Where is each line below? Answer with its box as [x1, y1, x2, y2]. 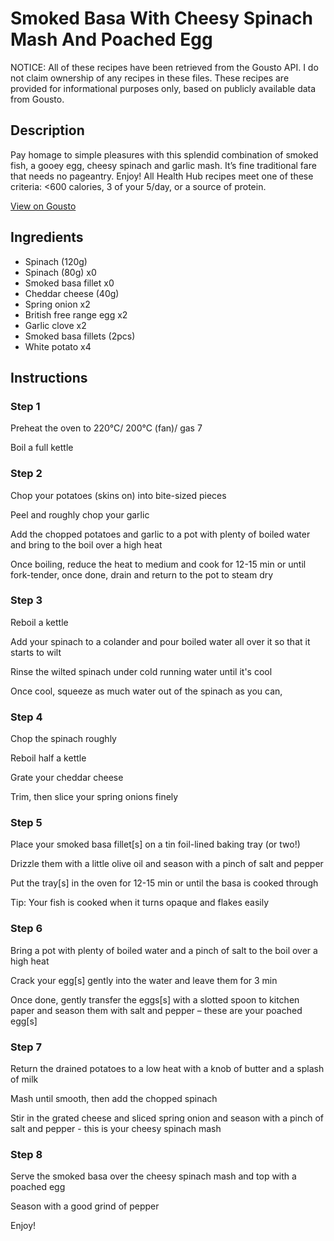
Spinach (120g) [24, 255, 88, 267]
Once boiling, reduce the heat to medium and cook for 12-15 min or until [10, 558, 307, 570]
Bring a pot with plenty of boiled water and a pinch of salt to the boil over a [10, 944, 318, 956]
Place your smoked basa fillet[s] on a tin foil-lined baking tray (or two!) [10, 838, 301, 851]
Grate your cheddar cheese [10, 772, 124, 784]
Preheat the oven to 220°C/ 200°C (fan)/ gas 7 [10, 422, 203, 434]
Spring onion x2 [24, 298, 91, 310]
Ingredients [10, 229, 84, 246]
